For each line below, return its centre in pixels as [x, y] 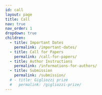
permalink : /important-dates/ [46, 47]
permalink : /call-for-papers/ [46, 57]
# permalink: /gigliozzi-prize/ [45, 84]
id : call [14, 10]
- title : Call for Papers [37, 52]
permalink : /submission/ [40, 75]
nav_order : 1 [19, 29]
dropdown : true [21, 33]
